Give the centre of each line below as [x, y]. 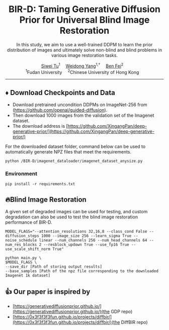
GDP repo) [121, 311]
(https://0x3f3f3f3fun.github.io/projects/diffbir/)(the [66, 322]
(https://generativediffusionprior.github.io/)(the [61, 311]
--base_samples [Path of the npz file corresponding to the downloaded [82, 271]
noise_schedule [21, 240]
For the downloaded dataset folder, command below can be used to [75, 146]
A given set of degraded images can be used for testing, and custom [76, 212]
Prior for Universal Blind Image [84, 20]
